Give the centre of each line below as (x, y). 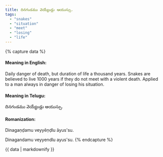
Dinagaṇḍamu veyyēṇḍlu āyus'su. (40, 130)
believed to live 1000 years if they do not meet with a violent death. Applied (81, 79)
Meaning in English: (26, 63)
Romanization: (20, 119)
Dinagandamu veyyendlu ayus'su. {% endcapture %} (59, 140)
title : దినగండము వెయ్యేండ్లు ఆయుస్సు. (39, 10)
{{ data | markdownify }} (30, 150)
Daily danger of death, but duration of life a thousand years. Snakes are (78, 74)
